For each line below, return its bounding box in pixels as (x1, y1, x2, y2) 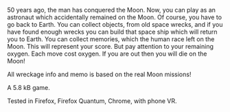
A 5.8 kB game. (7, 84, 50, 91)
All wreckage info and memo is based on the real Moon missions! (7, 70, 192, 78)
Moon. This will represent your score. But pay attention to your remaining (7, 43, 214, 50)
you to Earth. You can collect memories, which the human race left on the (7, 35, 215, 43)
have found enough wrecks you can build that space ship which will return (7, 27, 218, 36)
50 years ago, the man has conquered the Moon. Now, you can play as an (7, 6, 216, 14)
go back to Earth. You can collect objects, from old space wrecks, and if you (7, 21, 223, 28)
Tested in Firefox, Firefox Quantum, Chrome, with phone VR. (7, 97, 177, 105)
